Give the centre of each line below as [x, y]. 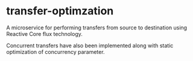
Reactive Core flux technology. [45, 33]
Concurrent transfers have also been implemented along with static [90, 45]
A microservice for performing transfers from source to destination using [97, 28]
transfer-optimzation [60, 11]
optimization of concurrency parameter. [55, 51]
